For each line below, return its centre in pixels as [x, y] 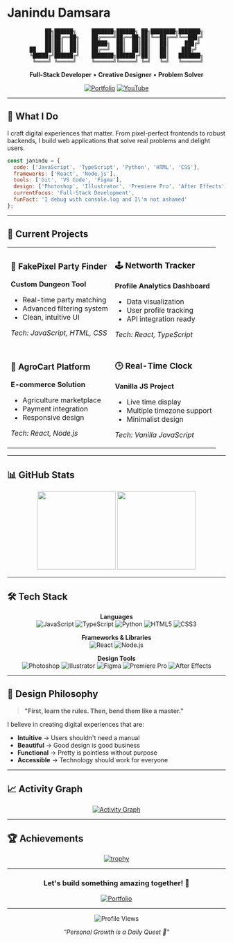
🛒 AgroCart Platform [51, 367]
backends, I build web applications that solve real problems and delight [109, 140]
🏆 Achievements [45, 839]
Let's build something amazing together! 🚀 [116, 883]
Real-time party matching [64, 300]
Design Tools [116, 659]
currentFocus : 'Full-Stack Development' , [74, 193]
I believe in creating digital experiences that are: [76, 724]
